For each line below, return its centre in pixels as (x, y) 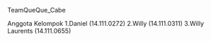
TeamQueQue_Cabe (36, 10)
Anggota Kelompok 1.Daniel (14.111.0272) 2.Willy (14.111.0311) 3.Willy (105, 23)
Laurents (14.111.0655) (39, 31)
